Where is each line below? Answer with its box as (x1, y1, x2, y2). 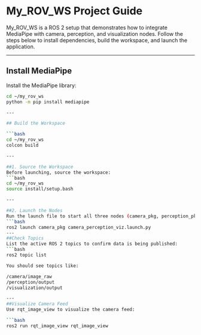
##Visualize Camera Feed (6, 301, 68, 307)
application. (6, 43, 35, 50)
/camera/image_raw (6, 273, 52, 279)
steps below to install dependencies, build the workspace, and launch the (6, 36, 187, 44)
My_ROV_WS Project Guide (6, 4, 143, 18)
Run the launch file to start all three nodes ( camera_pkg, (6, 213, 160, 219)
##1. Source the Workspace (6, 164, 74, 170)
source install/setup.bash (6, 186, 74, 192)
